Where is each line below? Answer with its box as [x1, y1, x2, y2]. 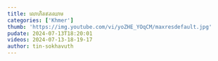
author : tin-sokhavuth [7, 43, 74, 50]
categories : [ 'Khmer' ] [7, 17, 74, 24]
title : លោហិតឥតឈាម [7, 10, 64, 18]
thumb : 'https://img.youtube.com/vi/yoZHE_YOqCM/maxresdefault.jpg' [7, 23, 212, 30]
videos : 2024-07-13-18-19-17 [7, 36, 93, 43]
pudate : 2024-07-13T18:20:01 [7, 29, 93, 37]
